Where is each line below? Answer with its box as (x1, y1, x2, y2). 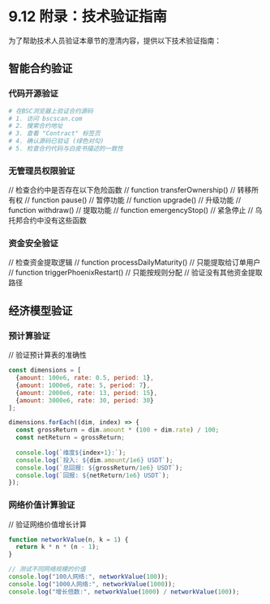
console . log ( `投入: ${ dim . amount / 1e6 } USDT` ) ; (15, 456, 174, 464)
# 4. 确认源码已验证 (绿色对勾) (8, 137, 105, 146)
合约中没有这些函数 (22, 215, 87, 225)
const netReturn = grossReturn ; (15, 434, 126, 442)
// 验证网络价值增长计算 (8, 519, 88, 529)
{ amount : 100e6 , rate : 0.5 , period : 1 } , (15, 374, 154, 382)
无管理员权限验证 (8, 165, 75, 177)
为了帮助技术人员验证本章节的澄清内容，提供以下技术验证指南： (8, 36, 221, 45)
